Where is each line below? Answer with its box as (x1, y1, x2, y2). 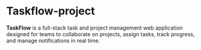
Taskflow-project (6, 4, 95, 18)
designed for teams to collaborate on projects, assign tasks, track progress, (6, 30, 195, 37)
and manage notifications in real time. (6, 37, 100, 44)
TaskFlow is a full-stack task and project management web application (6, 24, 183, 31)
